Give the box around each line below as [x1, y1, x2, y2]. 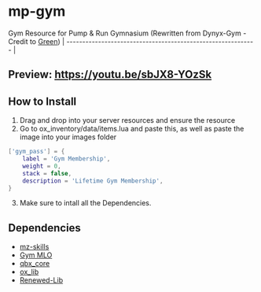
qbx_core [19, 259, 50, 268]
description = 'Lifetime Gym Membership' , [22, 176, 164, 185]
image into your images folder [19, 132, 117, 142]
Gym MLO [19, 250, 53, 260]
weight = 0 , [22, 162, 61, 170]
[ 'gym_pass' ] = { [8, 148, 65, 156]
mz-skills [19, 242, 50, 252]
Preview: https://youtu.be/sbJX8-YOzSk [8, 68, 212, 81]
